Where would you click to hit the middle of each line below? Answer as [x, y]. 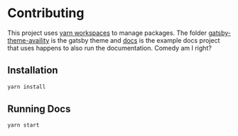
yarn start [23, 125]
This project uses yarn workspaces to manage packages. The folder [107, 33]
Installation [33, 70]
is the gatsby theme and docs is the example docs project [135, 40]
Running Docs [39, 109]
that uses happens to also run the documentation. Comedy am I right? [109, 48]
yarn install [27, 87]
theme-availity [28, 40]
